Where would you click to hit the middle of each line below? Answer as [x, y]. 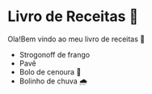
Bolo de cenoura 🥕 [50, 71]
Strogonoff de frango [55, 54]
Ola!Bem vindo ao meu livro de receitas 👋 [76, 39]
